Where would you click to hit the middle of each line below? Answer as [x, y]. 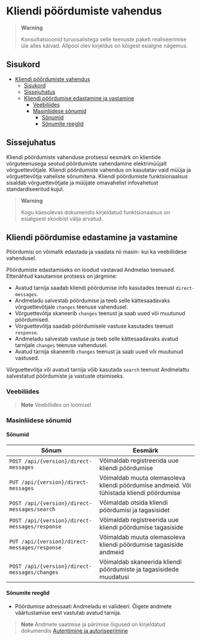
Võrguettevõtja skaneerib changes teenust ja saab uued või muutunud [100, 313]
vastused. [27, 358]
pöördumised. [32, 320]
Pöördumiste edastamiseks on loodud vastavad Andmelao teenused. [91, 270]
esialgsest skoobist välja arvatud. [62, 219]
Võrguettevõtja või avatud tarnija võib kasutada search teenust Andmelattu [98, 370]
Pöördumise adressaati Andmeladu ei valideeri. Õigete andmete [93, 606]
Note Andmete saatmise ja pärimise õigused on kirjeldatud [93, 624]
